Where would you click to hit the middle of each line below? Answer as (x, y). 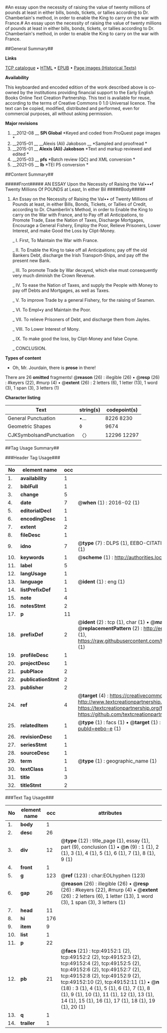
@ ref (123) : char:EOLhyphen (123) (103, 875)
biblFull (29, 486)
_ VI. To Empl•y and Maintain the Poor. (52, 310)
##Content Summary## (29, 174)
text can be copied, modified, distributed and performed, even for (73, 108)
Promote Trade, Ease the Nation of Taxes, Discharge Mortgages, (78, 220)
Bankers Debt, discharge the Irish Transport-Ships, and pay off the (81, 255)
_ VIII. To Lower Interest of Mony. (46, 329)
